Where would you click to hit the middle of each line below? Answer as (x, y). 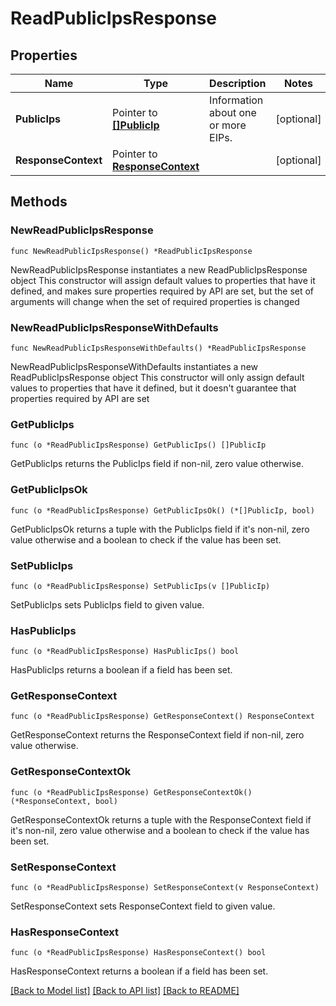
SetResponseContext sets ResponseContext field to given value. (143, 906)
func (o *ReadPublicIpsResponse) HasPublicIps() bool (125, 652)
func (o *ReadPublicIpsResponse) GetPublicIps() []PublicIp (138, 445)
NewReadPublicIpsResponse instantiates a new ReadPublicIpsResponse (159, 269)
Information (236, 100)
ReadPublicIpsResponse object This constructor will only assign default (157, 377)
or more (228, 125)
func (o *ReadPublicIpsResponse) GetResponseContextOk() (131, 792)
